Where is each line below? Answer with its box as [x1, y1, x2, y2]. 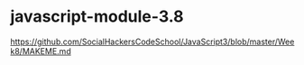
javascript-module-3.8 [10, 6, 184, 27]
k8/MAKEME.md [10, 45, 71, 56]
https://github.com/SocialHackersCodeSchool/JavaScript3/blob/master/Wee [10, 36, 295, 47]
